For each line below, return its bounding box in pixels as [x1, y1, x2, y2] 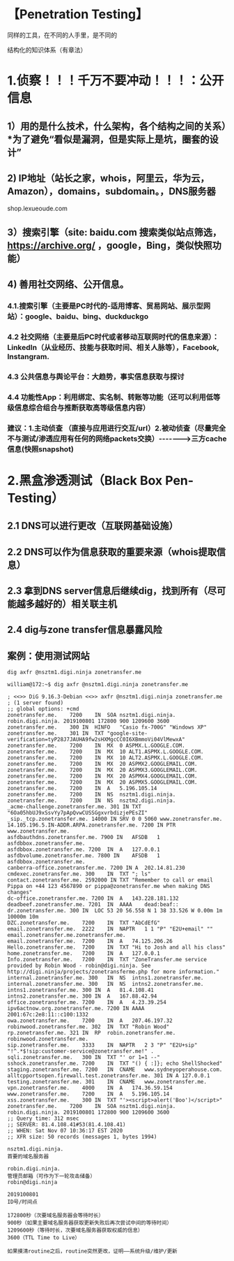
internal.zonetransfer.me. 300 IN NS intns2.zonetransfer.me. [7, 981, 204, 988]
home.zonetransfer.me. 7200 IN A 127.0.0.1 [7, 950, 160, 957]
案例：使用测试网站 [7, 650, 90, 662]
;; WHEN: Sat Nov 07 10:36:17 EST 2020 [7, 1128, 123, 1135]
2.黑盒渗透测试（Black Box [7, 472, 163, 488]
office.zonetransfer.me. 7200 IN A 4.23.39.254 [7, 999, 167, 1006]
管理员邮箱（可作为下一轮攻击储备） [7, 1173, 96, 1180]
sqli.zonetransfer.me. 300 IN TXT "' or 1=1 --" [7, 1054, 160, 1061]
